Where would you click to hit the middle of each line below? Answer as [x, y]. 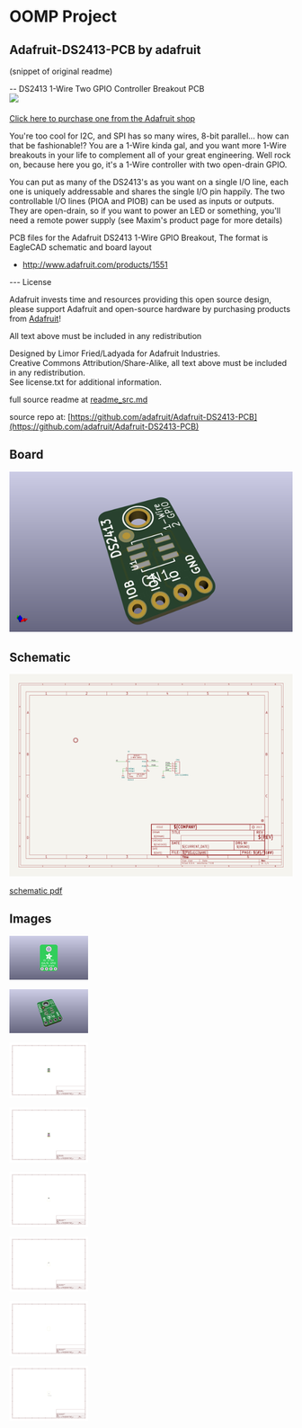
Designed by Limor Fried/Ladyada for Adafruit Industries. [115, 353]
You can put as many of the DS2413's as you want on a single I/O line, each [149, 182]
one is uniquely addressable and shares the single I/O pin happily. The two [147, 192]
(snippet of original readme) [61, 71]
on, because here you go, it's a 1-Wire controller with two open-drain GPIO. [148, 165]
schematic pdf [36, 890]
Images [31, 919]
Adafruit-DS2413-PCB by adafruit [105, 50]
